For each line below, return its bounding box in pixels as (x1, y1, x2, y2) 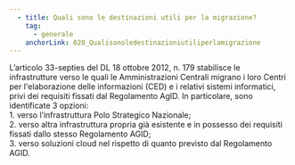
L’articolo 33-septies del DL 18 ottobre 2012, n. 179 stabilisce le (9, 62, 241, 73)
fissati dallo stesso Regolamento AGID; (9, 128, 152, 139)
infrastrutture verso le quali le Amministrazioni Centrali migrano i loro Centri (9, 72, 287, 83)
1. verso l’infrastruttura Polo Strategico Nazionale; (9, 110, 192, 120)
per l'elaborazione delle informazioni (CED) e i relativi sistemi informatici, (9, 81, 276, 92)
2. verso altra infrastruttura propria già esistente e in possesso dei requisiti (9, 120, 283, 130)
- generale (32, 29, 74, 38)
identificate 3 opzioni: (9, 100, 89, 111)
